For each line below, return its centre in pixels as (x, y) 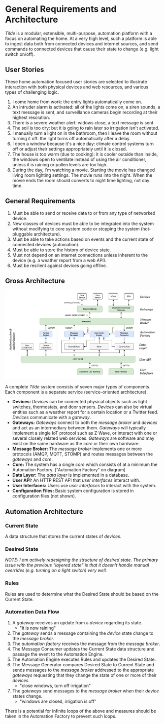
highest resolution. (31, 117)
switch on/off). (20, 54)
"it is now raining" (38, 628)
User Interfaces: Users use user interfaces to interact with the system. (84, 486)
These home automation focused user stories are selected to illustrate (76, 81)
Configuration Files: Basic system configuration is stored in (73, 491)
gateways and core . (33, 459)
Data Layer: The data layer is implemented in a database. (71, 475)
